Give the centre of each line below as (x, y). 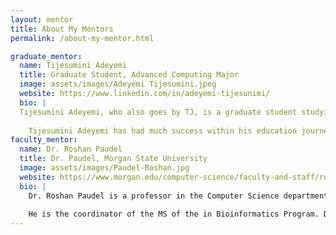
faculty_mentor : (44, 140)
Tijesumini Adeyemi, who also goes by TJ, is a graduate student (158, 112)
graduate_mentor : (46, 56)
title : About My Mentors (62, 29)
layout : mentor (42, 19)
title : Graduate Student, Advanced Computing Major (129, 75)
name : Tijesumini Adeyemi (73, 66)
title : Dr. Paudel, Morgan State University (113, 159)
